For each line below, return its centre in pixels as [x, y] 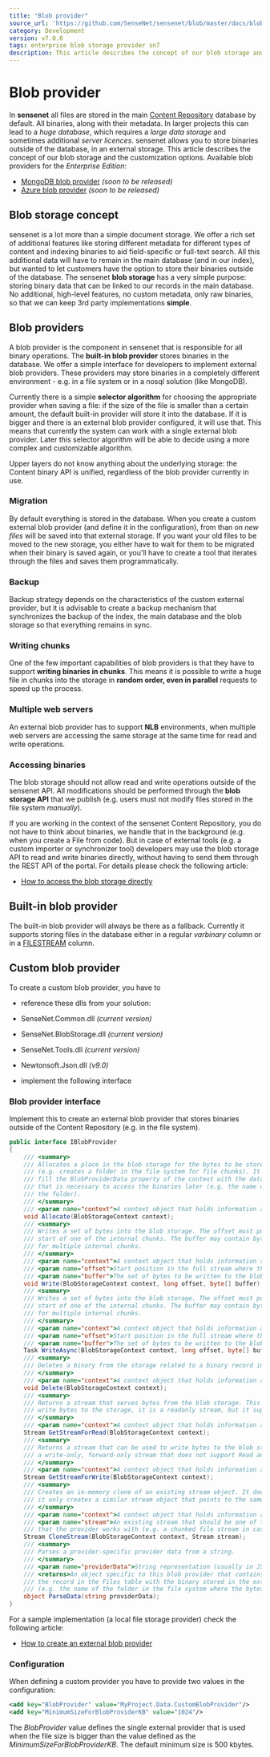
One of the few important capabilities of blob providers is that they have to [132, 663]
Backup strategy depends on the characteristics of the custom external [127, 600]
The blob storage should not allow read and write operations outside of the [133, 782]
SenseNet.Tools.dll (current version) [80, 1049]
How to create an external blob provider [87, 1643]
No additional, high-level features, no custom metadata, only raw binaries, [131, 294]
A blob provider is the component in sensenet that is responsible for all [126, 347]
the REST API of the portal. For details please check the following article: [129, 866]
